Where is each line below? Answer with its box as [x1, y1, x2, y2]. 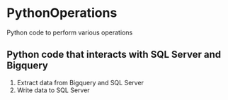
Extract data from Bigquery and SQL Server [16, 78, 144, 87]
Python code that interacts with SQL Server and [6, 49, 221, 61]
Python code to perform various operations [6, 28, 133, 37]
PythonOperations [6, 5, 118, 21]
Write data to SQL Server [16, 86, 90, 94]
